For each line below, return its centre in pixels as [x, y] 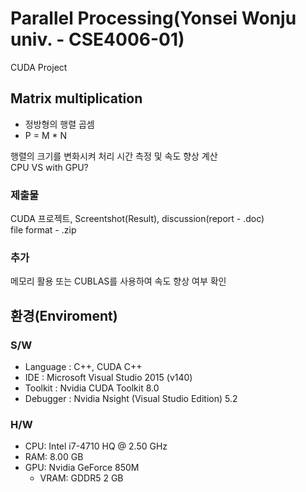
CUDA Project [39, 67]
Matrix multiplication [76, 98]
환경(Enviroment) [64, 315]
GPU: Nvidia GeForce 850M [82, 468]
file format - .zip [43, 230]
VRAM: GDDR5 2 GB [81, 478]
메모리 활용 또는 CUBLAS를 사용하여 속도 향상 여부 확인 [118, 281]
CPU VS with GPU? [49, 167]
